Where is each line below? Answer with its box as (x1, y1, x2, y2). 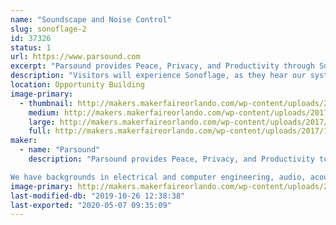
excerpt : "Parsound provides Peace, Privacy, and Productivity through (10, 61, 315, 71)
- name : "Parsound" (19, 145, 101, 155)
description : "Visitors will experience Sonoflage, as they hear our (10, 71, 307, 81)
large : (28, 117, 56, 127)
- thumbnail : (19, 98, 74, 108)
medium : (28, 107, 60, 118)
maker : (10, 136, 38, 146)
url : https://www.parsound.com (10, 52, 141, 62)
